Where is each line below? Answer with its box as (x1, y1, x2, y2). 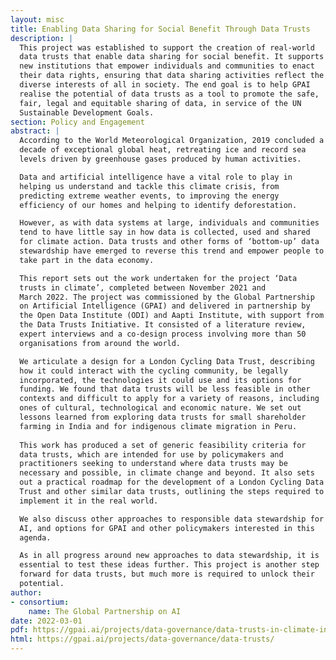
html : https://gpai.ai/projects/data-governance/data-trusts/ (10, 634, 275, 645)
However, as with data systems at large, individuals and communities (19, 218, 320, 228)
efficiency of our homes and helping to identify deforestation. (19, 200, 298, 210)
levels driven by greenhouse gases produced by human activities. (19, 154, 302, 164)
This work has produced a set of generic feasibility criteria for (19, 440, 307, 450)
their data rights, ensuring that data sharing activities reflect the (19, 71, 325, 81)
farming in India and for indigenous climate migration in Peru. (19, 421, 298, 431)
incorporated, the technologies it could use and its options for (19, 375, 302, 385)
